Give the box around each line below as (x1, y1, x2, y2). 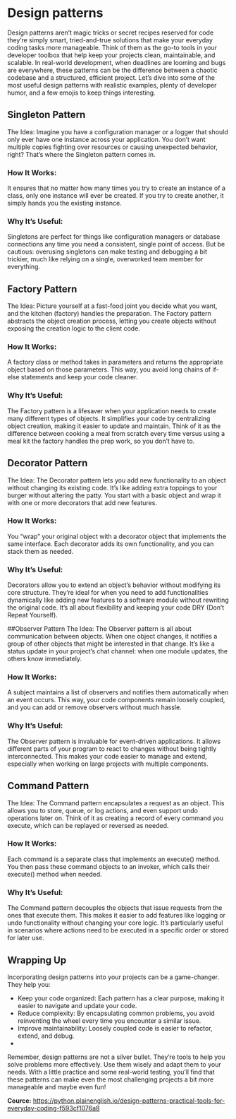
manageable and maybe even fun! (7, 1082, 106, 1091)
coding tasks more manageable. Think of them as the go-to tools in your (7, 43, 217, 52)
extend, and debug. (17, 1031, 75, 1040)
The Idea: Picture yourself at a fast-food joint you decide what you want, (7, 302, 218, 310)
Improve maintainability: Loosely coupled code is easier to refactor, (17, 1024, 213, 1032)
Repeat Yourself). (7, 611, 58, 620)
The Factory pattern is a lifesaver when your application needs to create (7, 406, 217, 415)
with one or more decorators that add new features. (7, 498, 157, 507)
